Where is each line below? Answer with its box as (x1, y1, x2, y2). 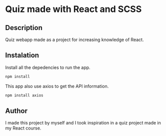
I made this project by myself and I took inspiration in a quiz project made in (5, 120, 161, 126)
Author (5, 106, 27, 115)
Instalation (5, 51, 39, 59)
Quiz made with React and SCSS (5, 3, 142, 15)
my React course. (5, 125, 41, 131)
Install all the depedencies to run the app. (5, 64, 91, 70)
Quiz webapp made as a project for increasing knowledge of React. (5, 36, 144, 42)
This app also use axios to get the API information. (5, 83, 109, 89)
